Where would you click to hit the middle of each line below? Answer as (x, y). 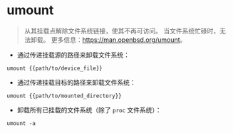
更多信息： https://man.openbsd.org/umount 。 (119, 39)
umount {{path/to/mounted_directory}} (64, 96)
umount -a (21, 123)
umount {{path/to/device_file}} (55, 68)
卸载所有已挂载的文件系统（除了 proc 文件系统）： (89, 110)
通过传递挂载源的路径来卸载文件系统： (73, 55)
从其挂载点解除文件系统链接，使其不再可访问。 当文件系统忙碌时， (122, 31)
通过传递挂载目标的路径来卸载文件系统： (76, 82)
